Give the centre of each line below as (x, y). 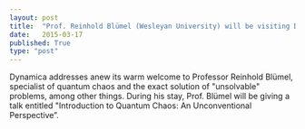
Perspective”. (34, 115)
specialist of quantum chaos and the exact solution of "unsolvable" (135, 87)
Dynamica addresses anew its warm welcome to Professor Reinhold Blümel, (151, 77)
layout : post (34, 18)
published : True (40, 43)
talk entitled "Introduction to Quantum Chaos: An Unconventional (131, 106)
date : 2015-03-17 (46, 34)
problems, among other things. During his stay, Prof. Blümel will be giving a (150, 97)
